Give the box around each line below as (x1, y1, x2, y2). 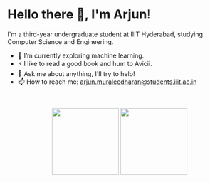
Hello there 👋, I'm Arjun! (7, 6, 152, 23)
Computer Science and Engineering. (7, 37, 114, 45)
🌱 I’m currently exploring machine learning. (17, 51, 145, 60)
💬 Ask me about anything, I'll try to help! (17, 69, 135, 77)
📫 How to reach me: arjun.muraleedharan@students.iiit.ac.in (17, 77, 197, 86)
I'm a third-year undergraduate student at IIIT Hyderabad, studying (7, 30, 203, 38)
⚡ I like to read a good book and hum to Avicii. (17, 59, 152, 68)
